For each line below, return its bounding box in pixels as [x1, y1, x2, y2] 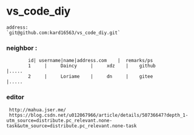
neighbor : [6, 44, 38, 52]
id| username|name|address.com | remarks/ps [28, 58, 153, 64]
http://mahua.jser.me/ [8, 106, 67, 113]
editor [6, 93, 25, 102]
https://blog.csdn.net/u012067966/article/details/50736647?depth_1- [8, 112, 189, 118]
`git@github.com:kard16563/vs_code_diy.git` [6, 29, 121, 36]
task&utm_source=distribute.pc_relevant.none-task [6, 123, 137, 129]
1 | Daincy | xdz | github [28, 63, 156, 69]
